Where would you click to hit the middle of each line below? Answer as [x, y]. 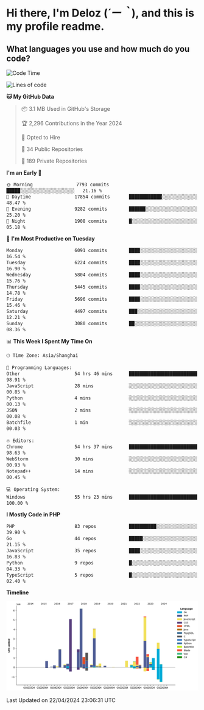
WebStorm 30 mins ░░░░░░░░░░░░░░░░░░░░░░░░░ [102, 459]
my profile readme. [55, 26]
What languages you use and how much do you [98, 49]
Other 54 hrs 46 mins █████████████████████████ [102, 374]
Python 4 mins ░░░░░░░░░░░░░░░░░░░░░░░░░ [102, 398]
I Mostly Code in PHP [33, 515]
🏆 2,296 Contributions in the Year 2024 [72, 123]
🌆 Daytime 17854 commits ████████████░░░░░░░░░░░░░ [102, 197]
